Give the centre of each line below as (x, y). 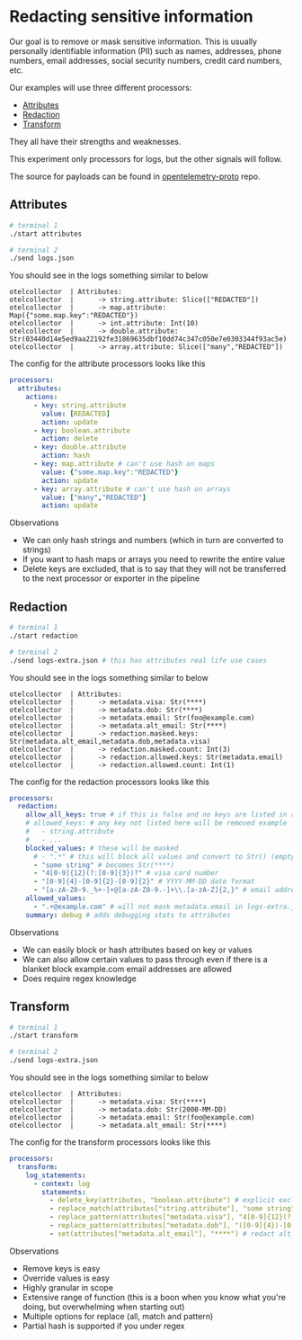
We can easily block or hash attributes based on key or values (138, 950)
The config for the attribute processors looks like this (107, 364)
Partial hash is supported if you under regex (104, 1326)
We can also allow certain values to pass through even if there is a (145, 959)
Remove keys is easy (61, 1268)
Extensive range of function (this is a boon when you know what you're (154, 1297)
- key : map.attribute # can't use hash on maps (124, 464)
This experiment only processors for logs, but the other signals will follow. (146, 158)
